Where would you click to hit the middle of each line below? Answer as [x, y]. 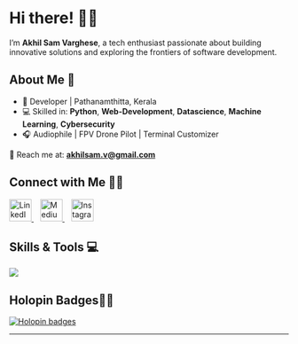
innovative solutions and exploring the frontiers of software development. [143, 51]
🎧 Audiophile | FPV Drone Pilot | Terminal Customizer [120, 134]
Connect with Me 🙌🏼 [67, 182]
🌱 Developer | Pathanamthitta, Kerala [89, 101]
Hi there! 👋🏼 [54, 18]
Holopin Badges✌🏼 [62, 300]
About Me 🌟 [42, 80]
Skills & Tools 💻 [54, 247]
